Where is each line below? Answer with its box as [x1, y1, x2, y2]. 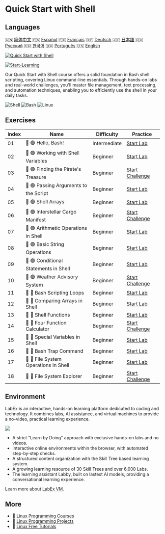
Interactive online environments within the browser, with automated [12, 445, 149, 451]
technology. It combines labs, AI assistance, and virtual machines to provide [5, 411, 159, 417]
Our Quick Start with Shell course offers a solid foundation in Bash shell [5, 72, 150, 77]
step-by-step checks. [12, 450, 56, 456]
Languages [5, 23, 40, 31]
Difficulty [96, 131, 119, 137]
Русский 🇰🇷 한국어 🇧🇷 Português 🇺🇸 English [5, 43, 101, 49]
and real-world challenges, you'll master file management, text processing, [5, 82, 157, 88]
